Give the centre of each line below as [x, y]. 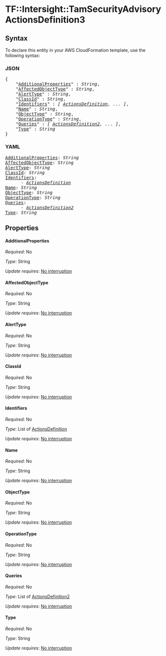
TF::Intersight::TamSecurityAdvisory [83, 9]
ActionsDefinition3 [45, 20]
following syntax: [23, 55]
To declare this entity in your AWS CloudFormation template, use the [75, 50]
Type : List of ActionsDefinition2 [37, 596]
